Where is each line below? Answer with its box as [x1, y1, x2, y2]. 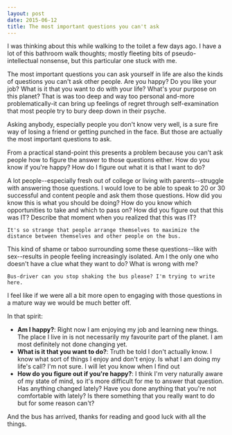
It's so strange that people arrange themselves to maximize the [7, 227, 199, 234]
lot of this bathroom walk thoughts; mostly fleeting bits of [7, 49, 171, 57]
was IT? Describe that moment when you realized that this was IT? [7, 213, 197, 222]
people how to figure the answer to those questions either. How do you [7, 156, 210, 164]
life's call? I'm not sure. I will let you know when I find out [17, 362, 180, 371]
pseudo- [172, 49, 197, 57]
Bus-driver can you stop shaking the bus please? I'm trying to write [7, 273, 215, 281]
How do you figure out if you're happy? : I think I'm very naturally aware [17, 370, 223, 378]
